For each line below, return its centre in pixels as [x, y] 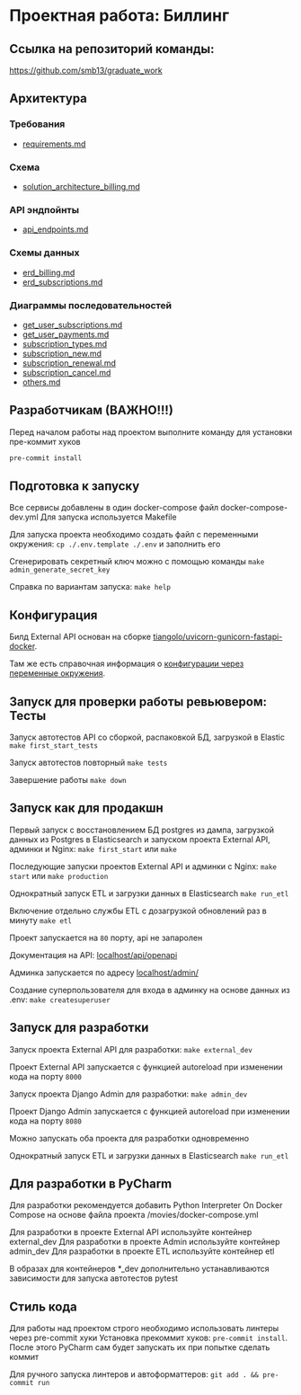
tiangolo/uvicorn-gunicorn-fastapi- [217, 637]
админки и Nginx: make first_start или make [93, 849]
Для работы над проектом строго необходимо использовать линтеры [144, 1328]
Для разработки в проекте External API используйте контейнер [131, 1232]
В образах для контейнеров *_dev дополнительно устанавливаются [139, 1269]
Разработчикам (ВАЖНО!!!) [91, 410]
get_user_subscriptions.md [72, 324]
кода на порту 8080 [46, 1121]
